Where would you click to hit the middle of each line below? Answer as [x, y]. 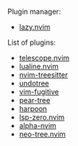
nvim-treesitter [43, 75]
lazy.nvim [35, 27]
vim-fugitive [39, 92]
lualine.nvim [39, 66]
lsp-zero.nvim [42, 117]
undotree [34, 83]
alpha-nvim [37, 126]
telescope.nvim [44, 58]
